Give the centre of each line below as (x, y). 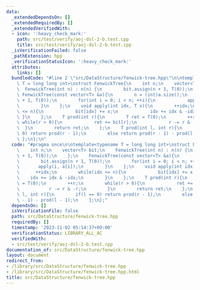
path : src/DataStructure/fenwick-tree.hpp (65, 217)
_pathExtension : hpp (37, 56)
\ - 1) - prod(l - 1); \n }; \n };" (62, 200)
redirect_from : (25, 261)
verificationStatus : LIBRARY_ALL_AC (57, 233)
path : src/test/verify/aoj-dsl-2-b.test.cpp (73, 39)
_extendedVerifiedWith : (41, 28)
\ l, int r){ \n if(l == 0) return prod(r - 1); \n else (105, 194)
